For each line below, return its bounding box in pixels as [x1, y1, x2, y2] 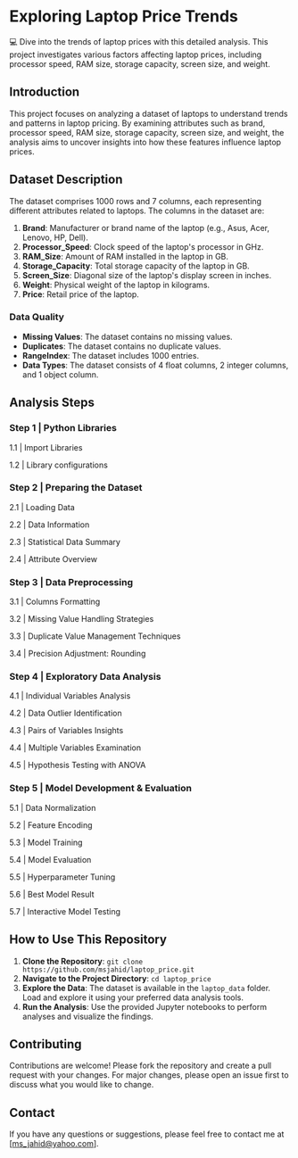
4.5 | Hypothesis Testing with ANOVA [9, 760, 146, 771]
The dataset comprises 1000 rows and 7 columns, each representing [9, 195, 261, 206]
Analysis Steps [9, 395, 95, 410]
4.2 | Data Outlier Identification [9, 707, 122, 719]
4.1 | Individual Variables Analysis [9, 691, 131, 701]
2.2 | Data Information [9, 519, 90, 530]
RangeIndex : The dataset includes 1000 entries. [21, 350, 199, 360]
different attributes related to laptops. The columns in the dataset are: [9, 205, 265, 216]
